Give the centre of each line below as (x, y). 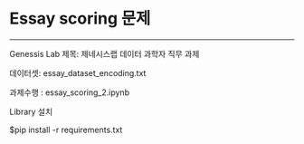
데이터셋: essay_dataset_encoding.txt (78, 72)
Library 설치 (31, 111)
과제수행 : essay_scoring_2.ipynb (69, 92)
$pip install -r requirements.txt (66, 130)
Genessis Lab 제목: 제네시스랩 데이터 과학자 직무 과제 (104, 53)
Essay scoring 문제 (80, 19)
